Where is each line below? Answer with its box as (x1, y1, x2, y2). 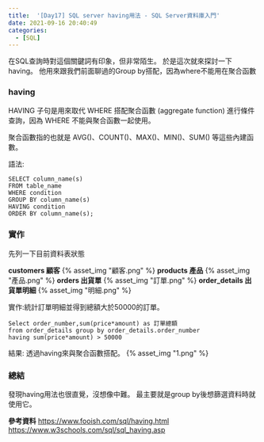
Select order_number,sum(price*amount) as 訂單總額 (8, 319, 178, 327)
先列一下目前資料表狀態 (8, 249, 85, 258)
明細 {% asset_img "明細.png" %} (21, 285, 132, 295)
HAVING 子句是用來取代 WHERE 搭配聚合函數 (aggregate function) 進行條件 (8, 105, 255, 115)
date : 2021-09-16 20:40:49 (8, 19, 98, 27)
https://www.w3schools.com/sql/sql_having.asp (8, 425, 166, 435)
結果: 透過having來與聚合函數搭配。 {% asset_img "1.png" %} (8, 348, 209, 357)
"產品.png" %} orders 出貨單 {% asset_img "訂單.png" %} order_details (8, 275, 243, 285)
